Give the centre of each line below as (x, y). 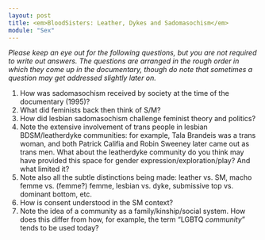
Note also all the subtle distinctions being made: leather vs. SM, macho (136, 177)
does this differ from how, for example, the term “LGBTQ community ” (132, 219)
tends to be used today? (59, 228)
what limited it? (44, 169)
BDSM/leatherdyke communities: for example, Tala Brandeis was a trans (138, 135)
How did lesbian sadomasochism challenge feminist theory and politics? (138, 119)
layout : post (30, 15)
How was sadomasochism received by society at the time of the (125, 93)
